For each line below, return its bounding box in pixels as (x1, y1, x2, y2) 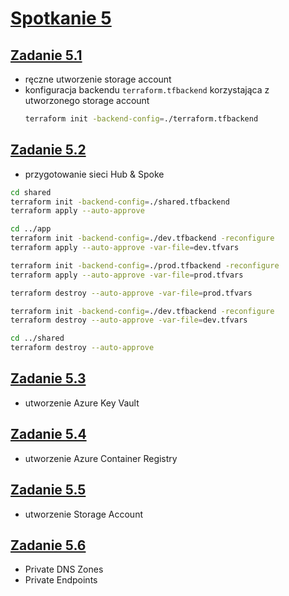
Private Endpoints (24, 574, 98, 586)
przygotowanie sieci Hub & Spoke (24, 168, 165, 180)
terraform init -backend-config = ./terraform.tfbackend (24, 114, 259, 124)
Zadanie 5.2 (10, 142, 87, 159)
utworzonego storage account (24, 95, 150, 106)
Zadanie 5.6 (10, 537, 87, 554)
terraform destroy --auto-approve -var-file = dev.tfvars (10, 315, 248, 326)
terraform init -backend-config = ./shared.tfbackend (10, 197, 230, 207)
